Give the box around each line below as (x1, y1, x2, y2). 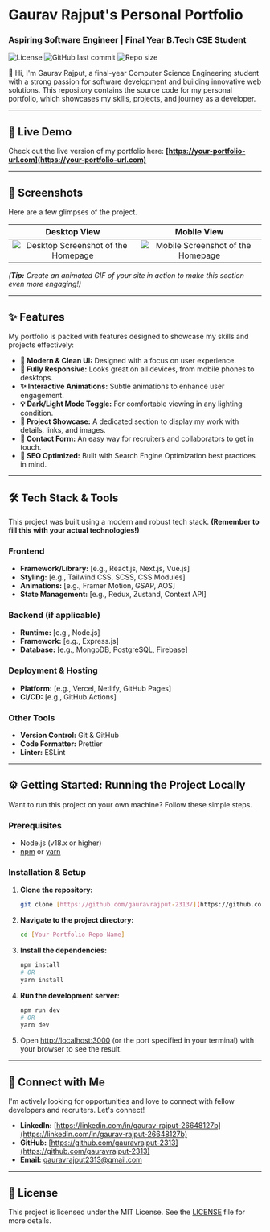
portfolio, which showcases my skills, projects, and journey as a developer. (8, 94, 256, 104)
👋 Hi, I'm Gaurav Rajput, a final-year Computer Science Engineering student (8, 68, 260, 78)
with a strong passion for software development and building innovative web (8, 77, 262, 86)
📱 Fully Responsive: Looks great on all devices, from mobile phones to (19, 364, 255, 374)
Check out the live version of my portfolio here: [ (8, 147, 169, 156)
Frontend (8, 545, 45, 557)
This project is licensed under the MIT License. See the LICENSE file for (8, 1207, 246, 1217)
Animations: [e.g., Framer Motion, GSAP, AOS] (19, 581, 175, 591)
